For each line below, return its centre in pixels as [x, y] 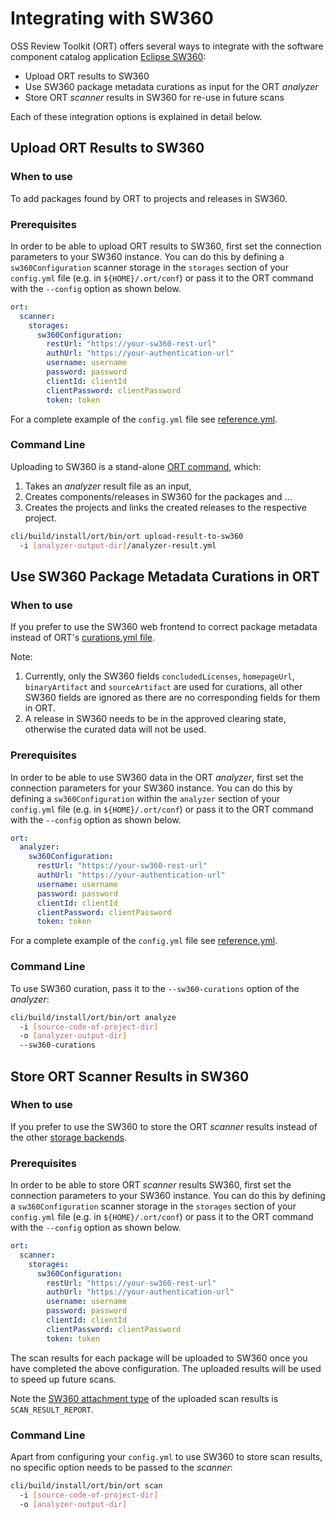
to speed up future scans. [63, 1379]
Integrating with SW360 [112, 18]
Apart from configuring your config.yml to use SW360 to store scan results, [166, 1457]
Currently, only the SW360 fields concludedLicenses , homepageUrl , [159, 676]
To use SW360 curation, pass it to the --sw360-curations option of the [155, 988]
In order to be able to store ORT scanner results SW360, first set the [151, 1185]
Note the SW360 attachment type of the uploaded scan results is [144, 1398]
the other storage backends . [69, 1137]
